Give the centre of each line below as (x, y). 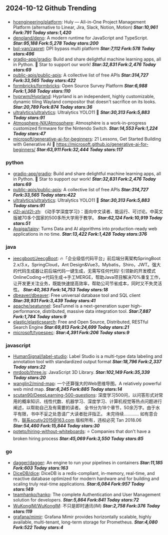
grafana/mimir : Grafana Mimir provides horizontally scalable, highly (82, 516)
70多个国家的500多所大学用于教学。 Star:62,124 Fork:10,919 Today (92, 218)
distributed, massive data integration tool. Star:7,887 (97, 311)
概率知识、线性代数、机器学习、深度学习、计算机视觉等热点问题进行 (92, 401)
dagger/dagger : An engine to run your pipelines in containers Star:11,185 (88, 462)
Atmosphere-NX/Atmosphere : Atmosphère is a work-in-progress (79, 123)
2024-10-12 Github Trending (51, 8)
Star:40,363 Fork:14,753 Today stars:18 (65, 289)
